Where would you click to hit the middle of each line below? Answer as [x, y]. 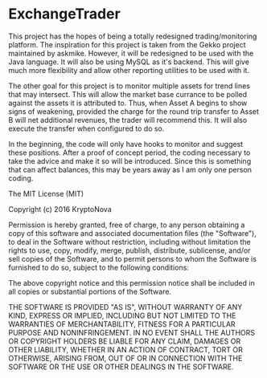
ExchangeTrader [64, 14]
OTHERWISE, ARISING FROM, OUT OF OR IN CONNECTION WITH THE [125, 358]
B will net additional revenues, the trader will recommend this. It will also [128, 120]
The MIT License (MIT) [46, 193]
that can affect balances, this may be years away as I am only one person [130, 169]
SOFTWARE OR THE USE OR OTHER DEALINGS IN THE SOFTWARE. [121, 367]
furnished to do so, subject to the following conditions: [99, 267]
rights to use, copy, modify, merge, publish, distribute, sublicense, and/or [129, 250]
